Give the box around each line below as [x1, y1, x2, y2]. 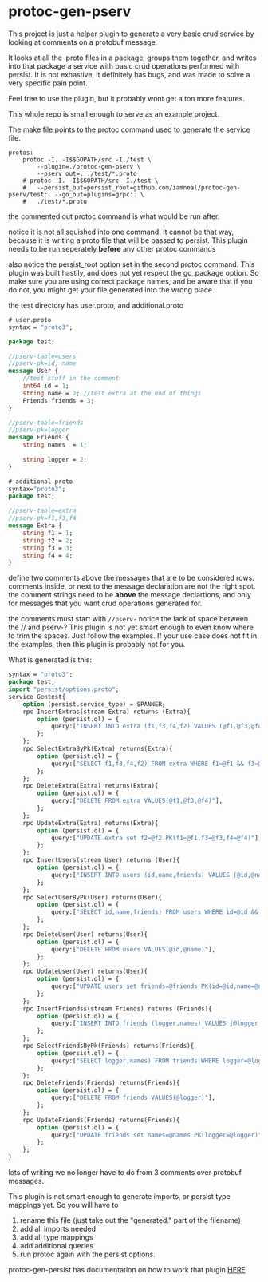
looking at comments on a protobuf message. [8, 37, 158, 46]
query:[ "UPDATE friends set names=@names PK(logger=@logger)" [50, 1131, 262, 1139]
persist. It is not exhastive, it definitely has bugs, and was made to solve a [8, 69, 250, 79]
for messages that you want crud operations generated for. [8, 598, 203, 609]
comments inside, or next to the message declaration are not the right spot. [8, 581, 256, 591]
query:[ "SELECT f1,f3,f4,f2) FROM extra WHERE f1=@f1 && [50, 760, 245, 768]
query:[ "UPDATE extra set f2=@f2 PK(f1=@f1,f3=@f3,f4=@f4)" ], [50, 834, 262, 842]
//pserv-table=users [8, 352, 77, 360]
